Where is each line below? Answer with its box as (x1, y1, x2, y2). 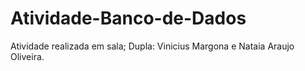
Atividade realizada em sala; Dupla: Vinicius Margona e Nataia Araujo (10, 40, 295, 52)
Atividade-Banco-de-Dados (10, 7, 247, 30)
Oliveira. (10, 50, 45, 62)
